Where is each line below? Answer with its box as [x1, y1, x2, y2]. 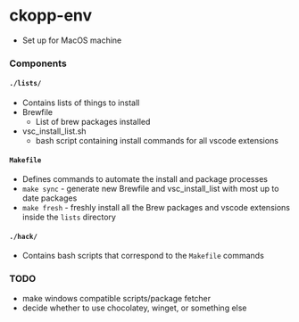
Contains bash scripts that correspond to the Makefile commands [21, 251, 265, 261]
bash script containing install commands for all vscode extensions [35, 136, 279, 146]
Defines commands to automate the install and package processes [21, 174, 268, 185]
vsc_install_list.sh [21, 126, 87, 136]
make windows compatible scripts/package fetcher [21, 293, 212, 303]
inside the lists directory [21, 211, 116, 223]
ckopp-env [9, 5, 93, 26]
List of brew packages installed [35, 117, 151, 128]
